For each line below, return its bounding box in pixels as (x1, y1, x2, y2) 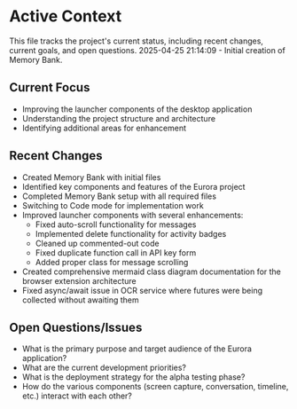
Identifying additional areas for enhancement (21, 122, 187, 133)
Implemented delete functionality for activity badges (35, 228, 227, 239)
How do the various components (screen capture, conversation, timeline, (21, 381, 289, 392)
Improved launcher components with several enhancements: (21, 209, 244, 220)
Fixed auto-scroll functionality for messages (35, 219, 197, 230)
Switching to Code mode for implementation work (21, 200, 204, 210)
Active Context (9, 6, 122, 27)
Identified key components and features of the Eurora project (21, 181, 246, 192)
